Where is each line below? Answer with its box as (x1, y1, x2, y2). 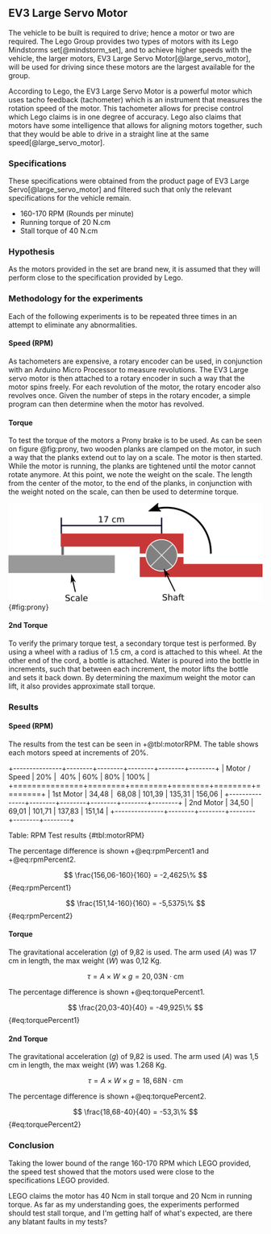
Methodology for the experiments (8, 293, 144, 305)
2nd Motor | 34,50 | (188, 797, 254, 807)
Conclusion (8, 1140, 55, 1151)
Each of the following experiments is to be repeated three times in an (8, 311, 238, 321)
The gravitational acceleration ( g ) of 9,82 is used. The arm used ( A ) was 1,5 (8, 1052, 259, 1062)
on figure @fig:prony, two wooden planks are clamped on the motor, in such (8, 444, 261, 454)
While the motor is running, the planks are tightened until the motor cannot (8, 461, 256, 471)
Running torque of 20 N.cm (19, 218, 111, 227)
